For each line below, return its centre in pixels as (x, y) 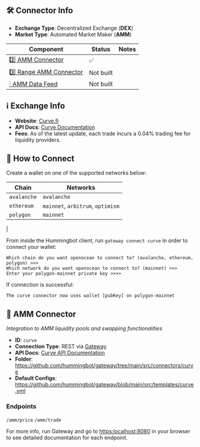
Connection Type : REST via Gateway (61, 346)
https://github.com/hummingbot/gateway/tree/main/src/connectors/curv (104, 366)
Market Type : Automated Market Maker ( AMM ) (73, 34)
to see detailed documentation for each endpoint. (67, 437)
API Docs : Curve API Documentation (60, 353)
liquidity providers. (38, 139)
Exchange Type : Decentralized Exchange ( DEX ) (74, 28)
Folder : (24, 359)
